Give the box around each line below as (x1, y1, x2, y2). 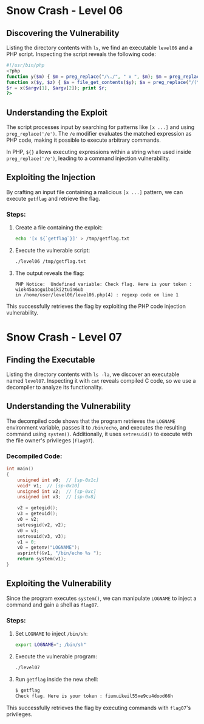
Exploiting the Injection (6, 172, 96, 183)
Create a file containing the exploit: (15, 224, 103, 231)
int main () (6, 466, 34, 472)
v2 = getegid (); (17, 505, 59, 511)
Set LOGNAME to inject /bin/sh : (15, 630, 88, 638)
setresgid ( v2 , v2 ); (17, 521, 67, 528)
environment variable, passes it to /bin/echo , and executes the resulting (6, 423, 186, 431)
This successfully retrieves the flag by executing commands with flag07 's (6, 704, 191, 711)
